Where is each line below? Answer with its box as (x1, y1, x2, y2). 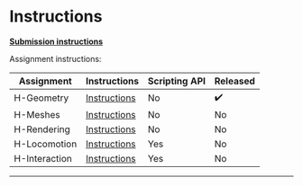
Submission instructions (9, 36, 104, 47)
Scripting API (147, 75, 206, 87)
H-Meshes (14, 108, 60, 120)
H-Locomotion (14, 137, 78, 150)
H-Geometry (14, 92, 69, 104)
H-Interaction (14, 152, 72, 164)
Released (214, 75, 255, 87)
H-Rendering (14, 123, 70, 136)
